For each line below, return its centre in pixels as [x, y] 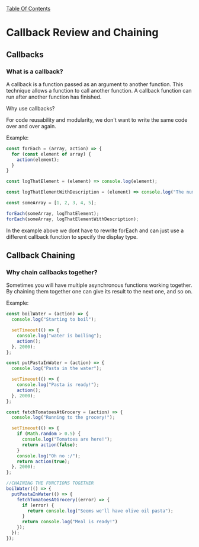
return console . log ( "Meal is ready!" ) [70, 522]
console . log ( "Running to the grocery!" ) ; [63, 418]
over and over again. [31, 126]
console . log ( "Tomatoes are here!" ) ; [67, 440]
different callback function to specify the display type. [72, 236]
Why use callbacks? [31, 108]
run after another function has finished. [54, 97]
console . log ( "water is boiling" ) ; [59, 336]
